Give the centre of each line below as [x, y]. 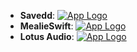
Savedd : [37, 15]
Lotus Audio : [47, 36]
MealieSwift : [46, 26]
